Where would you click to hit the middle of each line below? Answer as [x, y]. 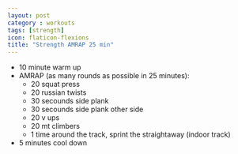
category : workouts [42, 23]
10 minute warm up [50, 67]
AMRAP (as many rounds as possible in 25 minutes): [104, 76]
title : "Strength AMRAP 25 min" [60, 45]
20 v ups [45, 118]
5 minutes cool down [53, 143]
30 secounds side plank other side [87, 109]
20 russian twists [59, 92]
